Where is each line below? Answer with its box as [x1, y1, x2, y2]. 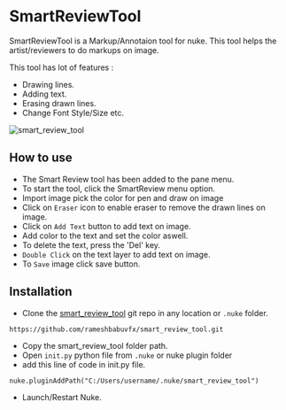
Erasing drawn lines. [21, 97, 97, 108]
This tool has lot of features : [9, 62, 114, 73]
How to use [9, 151, 73, 166]
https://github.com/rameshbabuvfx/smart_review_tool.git [9, 325, 224, 334]
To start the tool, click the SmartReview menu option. [21, 183, 215, 194]
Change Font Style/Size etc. [21, 107, 125, 118]
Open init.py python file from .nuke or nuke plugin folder [21, 350, 233, 360]
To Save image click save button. [21, 259, 141, 269]
